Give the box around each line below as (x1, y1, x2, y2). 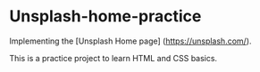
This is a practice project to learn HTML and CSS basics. (9, 52, 217, 63)
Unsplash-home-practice (9, 6, 202, 27)
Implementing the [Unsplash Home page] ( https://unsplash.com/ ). (9, 36, 252, 46)
